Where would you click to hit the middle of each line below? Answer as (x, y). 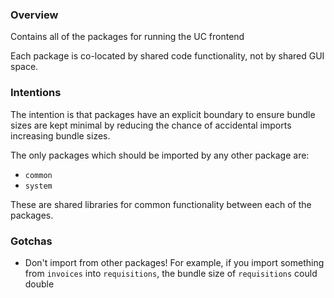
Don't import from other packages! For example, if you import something (174, 262)
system (38, 186)
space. (24, 67)
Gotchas (31, 241)
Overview (34, 15)
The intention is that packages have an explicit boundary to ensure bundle (163, 114)
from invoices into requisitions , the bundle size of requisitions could (171, 273)
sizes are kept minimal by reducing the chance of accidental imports (151, 125)
